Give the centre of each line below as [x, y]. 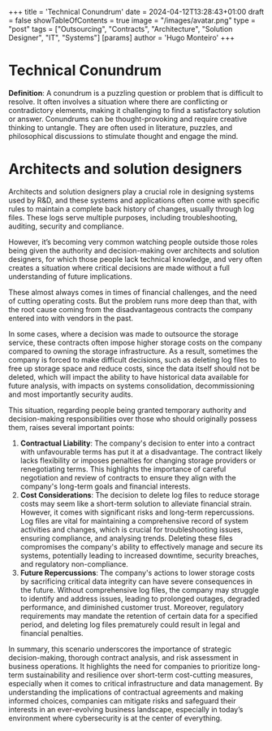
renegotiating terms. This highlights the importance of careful [123, 469]
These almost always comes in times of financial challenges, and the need [133, 292]
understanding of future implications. [70, 276]
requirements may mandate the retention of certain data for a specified [139, 616]
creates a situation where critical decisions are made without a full [119, 268]
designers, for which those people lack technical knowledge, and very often [135, 259]
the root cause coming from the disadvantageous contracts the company [131, 309]
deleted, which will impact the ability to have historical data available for [129, 376]
